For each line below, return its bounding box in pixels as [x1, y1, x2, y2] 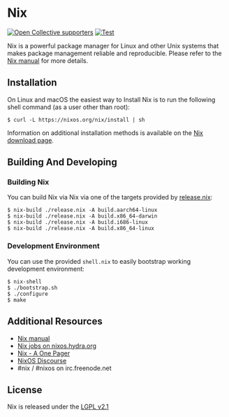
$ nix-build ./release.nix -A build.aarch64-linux [7, 206, 158, 214]
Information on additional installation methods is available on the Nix [7, 128, 204, 137]
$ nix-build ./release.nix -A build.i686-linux [7, 219, 149, 226]
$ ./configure [7, 290, 49, 297]
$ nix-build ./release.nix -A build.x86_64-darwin [7, 213, 158, 220]
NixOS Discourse [17, 356, 67, 365]
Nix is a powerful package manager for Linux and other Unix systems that [7, 41, 219, 50]
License [7, 383, 43, 396]
